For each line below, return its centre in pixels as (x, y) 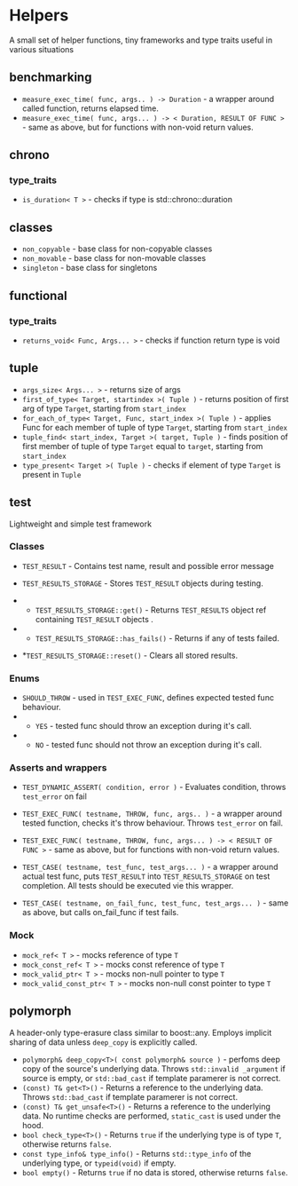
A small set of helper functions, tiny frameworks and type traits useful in (141, 40)
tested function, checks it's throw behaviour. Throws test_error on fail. (153, 823)
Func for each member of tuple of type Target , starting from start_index (155, 427)
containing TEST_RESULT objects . (94, 619)
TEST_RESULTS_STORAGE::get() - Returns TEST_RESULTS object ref (151, 610)
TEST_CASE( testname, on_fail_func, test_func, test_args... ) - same (155, 903)
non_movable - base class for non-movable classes (114, 258)
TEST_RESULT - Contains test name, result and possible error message (148, 565)
